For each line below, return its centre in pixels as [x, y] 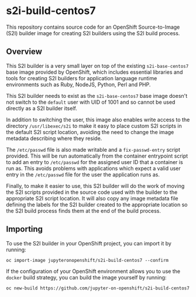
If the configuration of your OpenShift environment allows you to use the [93, 271]
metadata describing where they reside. [54, 138]
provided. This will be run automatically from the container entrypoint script [97, 156]
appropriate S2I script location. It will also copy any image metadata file [92, 198]
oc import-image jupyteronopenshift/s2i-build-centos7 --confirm [87, 260]
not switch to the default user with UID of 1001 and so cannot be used [91, 102]
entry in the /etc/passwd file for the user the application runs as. [83, 175]
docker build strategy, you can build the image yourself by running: [86, 277]
